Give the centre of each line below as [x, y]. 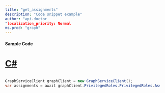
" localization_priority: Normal [38, 23]
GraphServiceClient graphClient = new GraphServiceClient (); [69, 81]
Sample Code [19, 44]
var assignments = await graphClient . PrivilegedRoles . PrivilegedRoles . [80, 86]
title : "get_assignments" [31, 10]
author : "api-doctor [26, 19]
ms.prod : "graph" [23, 28]
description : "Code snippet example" [44, 14]
